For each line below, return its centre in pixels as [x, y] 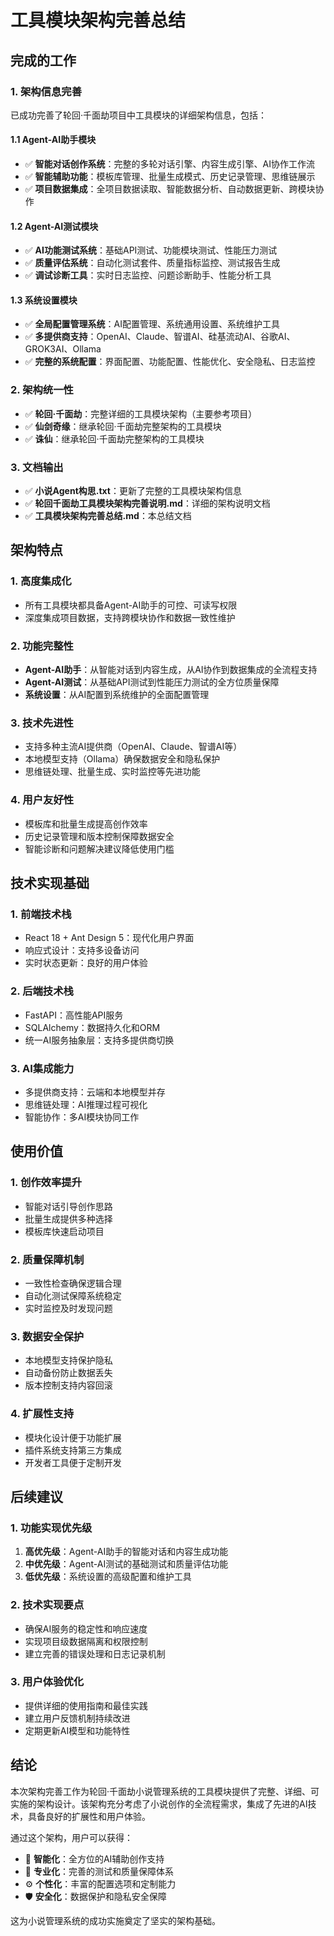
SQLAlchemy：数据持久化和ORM [92, 1027]
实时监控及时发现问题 [68, 1308]
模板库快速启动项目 [64, 1231]
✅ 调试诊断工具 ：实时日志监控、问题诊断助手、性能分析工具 [148, 275]
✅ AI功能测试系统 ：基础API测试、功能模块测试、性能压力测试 [151, 250]
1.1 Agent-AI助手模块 [53, 140]
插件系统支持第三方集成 [73, 1450]
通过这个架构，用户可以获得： [71, 1837]
